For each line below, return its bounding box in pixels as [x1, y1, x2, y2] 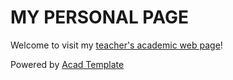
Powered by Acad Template [10, 58, 125, 70]
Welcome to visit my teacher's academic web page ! [10, 39, 223, 51]
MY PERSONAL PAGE [10, 6, 189, 29]
